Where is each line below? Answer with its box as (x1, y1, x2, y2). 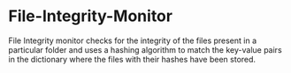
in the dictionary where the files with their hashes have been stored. (8, 54, 257, 64)
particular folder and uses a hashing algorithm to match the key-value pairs (8, 44, 282, 55)
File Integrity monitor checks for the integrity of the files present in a (8, 35, 257, 46)
